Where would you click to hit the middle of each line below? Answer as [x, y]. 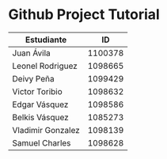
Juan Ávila [32, 53]
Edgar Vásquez [40, 104]
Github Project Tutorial [84, 15]
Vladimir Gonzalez [46, 130]
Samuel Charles [42, 142]
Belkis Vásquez [40, 117]
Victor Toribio [38, 91]
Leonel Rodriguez [45, 66]
